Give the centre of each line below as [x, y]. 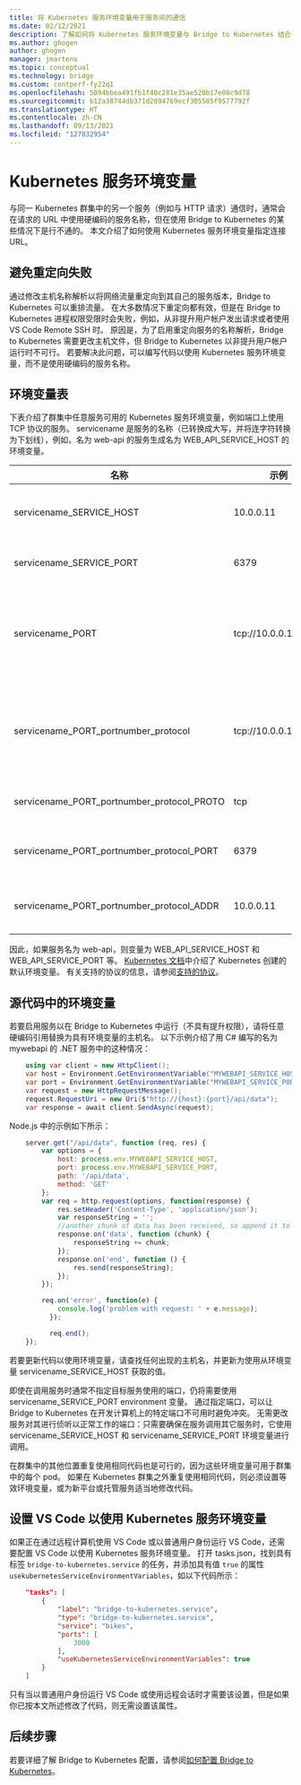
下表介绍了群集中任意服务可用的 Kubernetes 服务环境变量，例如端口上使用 [146, 417]
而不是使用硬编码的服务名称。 [80, 363]
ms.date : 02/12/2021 [48, 26]
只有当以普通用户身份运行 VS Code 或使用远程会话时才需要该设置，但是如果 [149, 1694]
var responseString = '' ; [105, 1218]
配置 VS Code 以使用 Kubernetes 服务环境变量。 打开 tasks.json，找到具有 [154, 1554]
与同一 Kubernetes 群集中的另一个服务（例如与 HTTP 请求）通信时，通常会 [148, 208]
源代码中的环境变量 [62, 1002]
